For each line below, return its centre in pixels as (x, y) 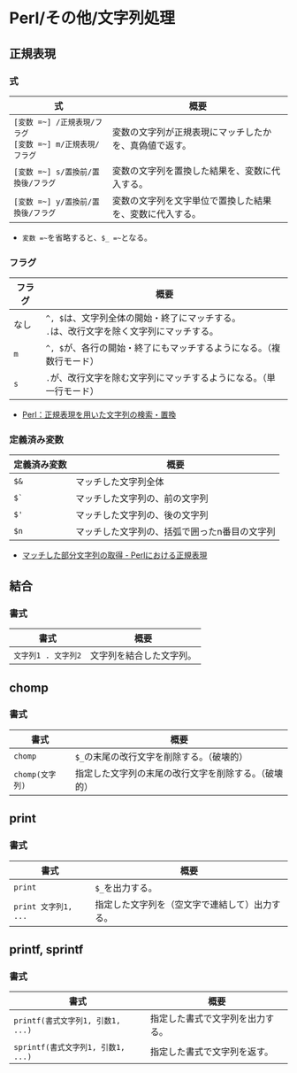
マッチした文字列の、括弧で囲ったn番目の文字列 (175, 532)
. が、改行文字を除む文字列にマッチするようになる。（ (156, 378)
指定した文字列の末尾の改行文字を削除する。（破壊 (179, 773)
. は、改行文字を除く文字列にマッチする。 (132, 331)
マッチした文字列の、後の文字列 (142, 515)
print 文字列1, (43, 907)
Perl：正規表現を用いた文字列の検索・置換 (99, 415)
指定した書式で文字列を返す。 (212, 1052)
